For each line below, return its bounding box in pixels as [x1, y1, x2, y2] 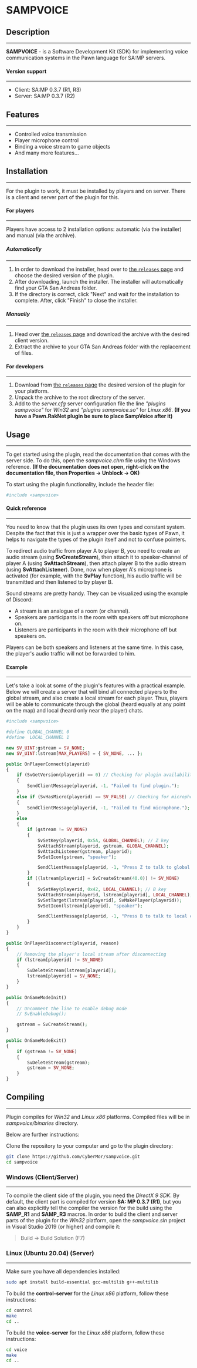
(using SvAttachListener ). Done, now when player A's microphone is [6, 566, 172, 573]
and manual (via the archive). [6, 232, 76, 239]
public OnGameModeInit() [6, 994, 67, 1000]
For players [6, 207, 34, 214]
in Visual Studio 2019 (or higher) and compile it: [6, 1223, 121, 1230]
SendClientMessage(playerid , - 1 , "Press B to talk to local [37, 913, 188, 919]
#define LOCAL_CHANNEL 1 [6, 735, 69, 741]
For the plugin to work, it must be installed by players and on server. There [6, 187, 186, 194]
